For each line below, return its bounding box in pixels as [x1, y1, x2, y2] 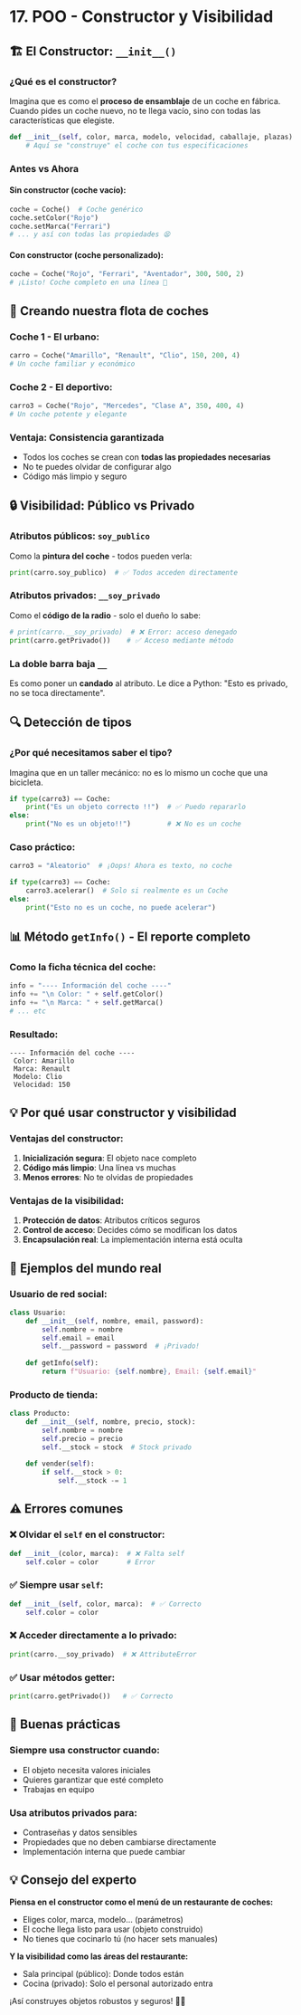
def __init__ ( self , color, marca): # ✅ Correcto [9, 1600, 202, 1609]
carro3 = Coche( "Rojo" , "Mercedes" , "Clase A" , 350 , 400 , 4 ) [9, 401, 245, 410]
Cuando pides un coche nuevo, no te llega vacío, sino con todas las [9, 105, 261, 116]
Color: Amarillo [13, 1056, 75, 1065]
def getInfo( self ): [25, 1359, 99, 1368]
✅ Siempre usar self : [9, 1579, 104, 1591]
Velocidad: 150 [13, 1080, 71, 1090]
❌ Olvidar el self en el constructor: [9, 1528, 165, 1541]
